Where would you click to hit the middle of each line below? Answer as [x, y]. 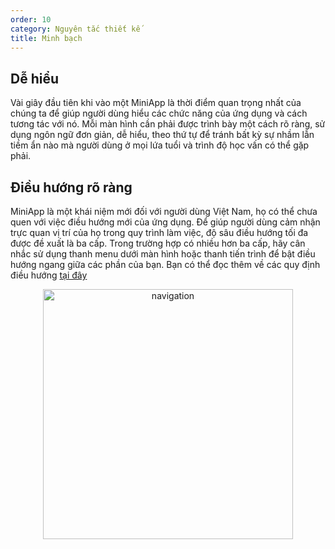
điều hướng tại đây [49, 275]
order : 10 [31, 19]
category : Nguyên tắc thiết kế [75, 29]
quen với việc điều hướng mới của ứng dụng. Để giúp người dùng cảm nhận [165, 222]
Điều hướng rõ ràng [71, 187]
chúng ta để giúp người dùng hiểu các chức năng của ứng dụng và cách [159, 113]
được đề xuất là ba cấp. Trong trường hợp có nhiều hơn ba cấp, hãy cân [158, 243]
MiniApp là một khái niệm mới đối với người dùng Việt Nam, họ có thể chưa [164, 211]
